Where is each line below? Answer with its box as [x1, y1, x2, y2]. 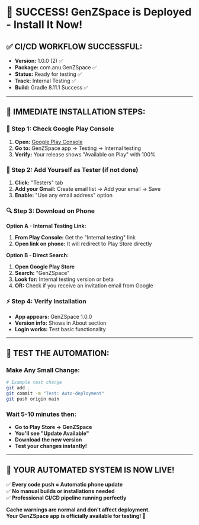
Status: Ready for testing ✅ [14, 71, 82, 78]
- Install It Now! [6, 18, 83, 31]
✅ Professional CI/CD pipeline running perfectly [6, 494, 127, 501]
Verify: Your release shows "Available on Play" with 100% [14, 151, 156, 158]
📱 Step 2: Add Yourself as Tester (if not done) [6, 165, 139, 174]
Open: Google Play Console [14, 138, 83, 145]
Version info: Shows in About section [14, 319, 107, 326]
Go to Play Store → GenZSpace [14, 424, 92, 431]
